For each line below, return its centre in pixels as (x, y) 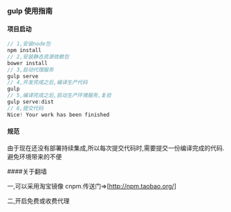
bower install (28, 63)
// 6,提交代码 (25, 108)
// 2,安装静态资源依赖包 (38, 57)
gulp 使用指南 (30, 10)
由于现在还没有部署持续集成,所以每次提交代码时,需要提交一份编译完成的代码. (116, 148)
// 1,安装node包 (29, 44)
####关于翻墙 (27, 171)
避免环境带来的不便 (35, 157)
